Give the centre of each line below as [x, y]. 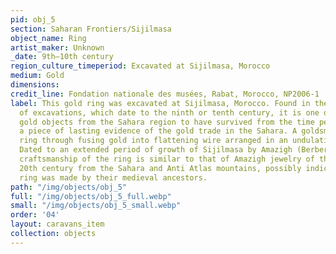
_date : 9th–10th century [62, 57]
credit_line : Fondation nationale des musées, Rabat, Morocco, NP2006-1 [165, 94]
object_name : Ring [48, 38]
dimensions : [35, 85]
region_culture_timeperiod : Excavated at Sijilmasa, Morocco [140, 66]
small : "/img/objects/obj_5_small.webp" [96, 206]
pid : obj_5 [33, 19]
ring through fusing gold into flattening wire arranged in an [153, 141]
